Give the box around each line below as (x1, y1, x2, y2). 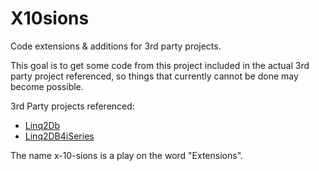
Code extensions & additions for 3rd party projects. (10, 40, 222, 52)
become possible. (10, 80, 84, 92)
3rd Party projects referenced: (10, 100, 135, 112)
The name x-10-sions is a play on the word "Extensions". (10, 149, 244, 161)
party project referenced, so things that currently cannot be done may (10, 70, 299, 82)
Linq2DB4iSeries (24, 130, 95, 142)
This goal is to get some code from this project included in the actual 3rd (10, 59, 310, 71)
